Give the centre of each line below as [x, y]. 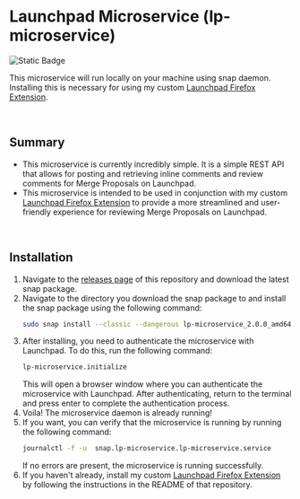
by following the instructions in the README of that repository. [137, 485]
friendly [37, 212]
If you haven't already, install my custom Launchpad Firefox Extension [151, 475]
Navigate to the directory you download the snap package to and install [154, 298]
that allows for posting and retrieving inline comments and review [143, 173]
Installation [41, 258]
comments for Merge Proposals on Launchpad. [109, 183]
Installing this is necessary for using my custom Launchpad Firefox [133, 87]
